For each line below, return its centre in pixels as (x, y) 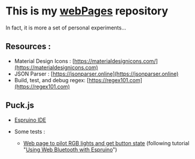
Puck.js (20, 105)
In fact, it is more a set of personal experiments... (66, 28)
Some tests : (30, 131)
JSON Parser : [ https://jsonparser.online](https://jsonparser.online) (96, 74)
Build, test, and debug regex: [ (51, 80)
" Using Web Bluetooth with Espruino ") (70, 149)
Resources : (28, 46)
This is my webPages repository (87, 11)
